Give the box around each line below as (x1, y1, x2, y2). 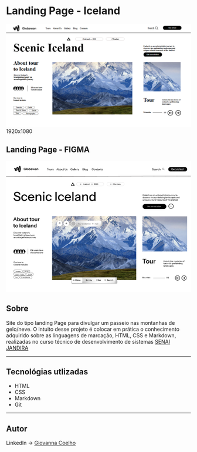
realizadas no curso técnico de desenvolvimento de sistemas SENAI (6, 338, 171, 345)
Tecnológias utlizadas (6, 367, 89, 377)
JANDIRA (6, 344, 29, 351)
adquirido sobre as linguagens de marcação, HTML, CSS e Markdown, (6, 331, 176, 339)
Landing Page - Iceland (6, 4, 121, 18)
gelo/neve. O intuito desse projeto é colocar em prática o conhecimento (6, 325, 180, 333)
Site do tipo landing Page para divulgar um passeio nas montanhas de (6, 319, 175, 326)
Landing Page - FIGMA (6, 145, 90, 155)
